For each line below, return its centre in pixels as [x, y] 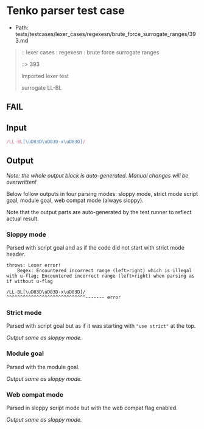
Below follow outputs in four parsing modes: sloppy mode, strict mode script [102, 193]
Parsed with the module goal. [43, 367]
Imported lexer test [45, 76]
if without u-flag [30, 281]
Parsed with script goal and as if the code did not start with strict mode [95, 248]
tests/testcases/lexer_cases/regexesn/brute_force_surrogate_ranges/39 [105, 34]
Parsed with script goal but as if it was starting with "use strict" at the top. [101, 326]
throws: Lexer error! [34, 265]
